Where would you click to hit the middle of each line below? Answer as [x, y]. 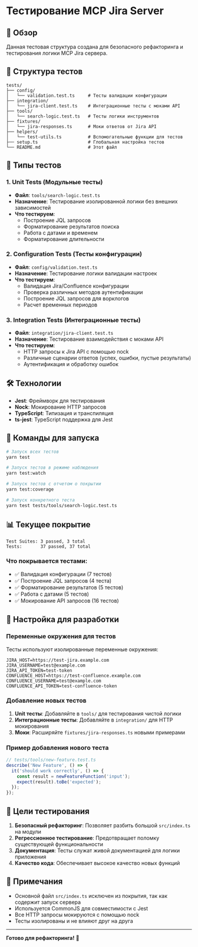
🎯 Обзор [22, 33]
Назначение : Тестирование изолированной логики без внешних [96, 201]
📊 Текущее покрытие [48, 525]
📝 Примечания [34, 882]
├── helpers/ [22, 132]
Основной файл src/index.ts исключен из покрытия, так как [91, 896]
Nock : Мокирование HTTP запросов [60, 407]
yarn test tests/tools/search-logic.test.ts [62, 505]
